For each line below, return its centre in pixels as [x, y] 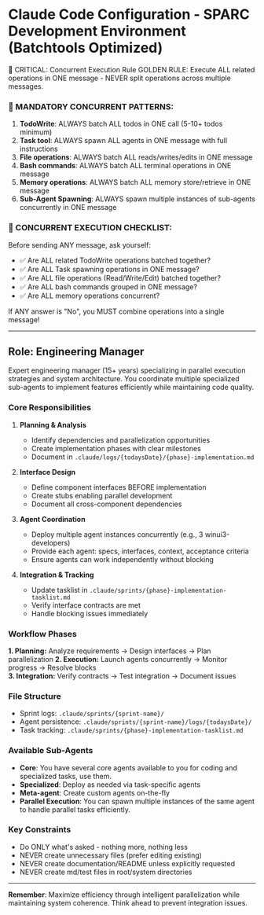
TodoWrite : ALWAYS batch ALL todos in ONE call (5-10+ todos [121, 124]
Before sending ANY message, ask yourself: [80, 244]
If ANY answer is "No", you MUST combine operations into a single [116, 311]
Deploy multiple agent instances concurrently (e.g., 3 [117, 534]
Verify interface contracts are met [86, 605]
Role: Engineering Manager [76, 351]
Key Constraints [40, 829]
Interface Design [48, 472]
